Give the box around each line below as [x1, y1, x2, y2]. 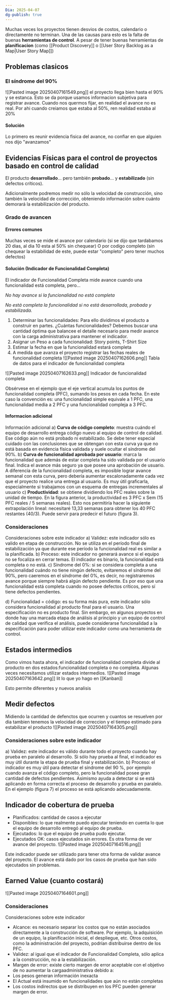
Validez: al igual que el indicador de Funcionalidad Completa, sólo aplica [12, 951, 164, 957]
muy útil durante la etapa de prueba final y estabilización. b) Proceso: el [5, 759, 156, 765]
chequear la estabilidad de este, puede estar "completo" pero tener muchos [5, 248, 164, 254]
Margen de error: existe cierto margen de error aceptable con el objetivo [12, 961, 164, 968]
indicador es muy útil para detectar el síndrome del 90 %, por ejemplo [5, 764, 152, 771]
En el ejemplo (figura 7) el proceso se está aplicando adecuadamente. [5, 786, 152, 792]
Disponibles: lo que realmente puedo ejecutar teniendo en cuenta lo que [12, 819, 164, 825]
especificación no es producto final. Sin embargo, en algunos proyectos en [5, 610, 162, 616]
